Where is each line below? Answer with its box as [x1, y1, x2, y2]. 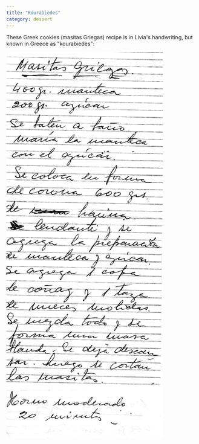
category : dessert [6, 16, 53, 22]
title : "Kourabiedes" [6, 10, 61, 16]
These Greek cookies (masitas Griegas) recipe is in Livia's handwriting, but [6, 33, 193, 40]
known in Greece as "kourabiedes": [6, 40, 95, 47]
